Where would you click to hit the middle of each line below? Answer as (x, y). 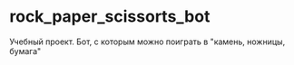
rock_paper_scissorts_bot (110, 17)
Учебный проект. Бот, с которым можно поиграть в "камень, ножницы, (147, 42)
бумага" (25, 51)
